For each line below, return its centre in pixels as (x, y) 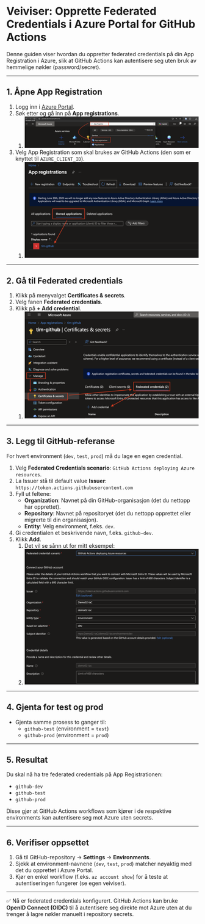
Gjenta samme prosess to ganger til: (61, 722)
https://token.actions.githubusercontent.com (74, 488)
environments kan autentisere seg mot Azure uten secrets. (80, 818)
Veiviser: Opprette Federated (81, 11)
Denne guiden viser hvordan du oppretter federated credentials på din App (100, 54)
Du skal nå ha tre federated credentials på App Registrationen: (85, 774)
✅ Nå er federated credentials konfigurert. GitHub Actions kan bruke (92, 901)
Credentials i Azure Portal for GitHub (101, 24)
